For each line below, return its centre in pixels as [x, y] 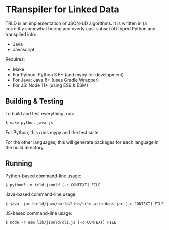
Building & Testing [35, 101]
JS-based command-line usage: [39, 213]
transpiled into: [21, 34]
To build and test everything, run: [40, 113]
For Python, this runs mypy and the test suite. [53, 132]
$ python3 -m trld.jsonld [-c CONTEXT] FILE [53, 185]
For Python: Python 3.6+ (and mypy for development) [68, 74]
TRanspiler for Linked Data [62, 9]
